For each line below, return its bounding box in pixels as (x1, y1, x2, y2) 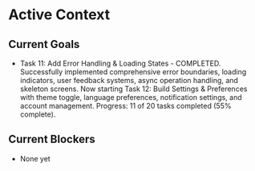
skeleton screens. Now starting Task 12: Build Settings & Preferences (19, 84, 248, 93)
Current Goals (8, 38, 80, 51)
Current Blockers (8, 133, 95, 146)
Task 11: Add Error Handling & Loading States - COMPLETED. (19, 58, 221, 68)
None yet (19, 153, 51, 163)
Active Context (8, 6, 111, 24)
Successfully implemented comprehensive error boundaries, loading (19, 67, 247, 77)
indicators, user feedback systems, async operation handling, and (19, 76, 239, 85)
